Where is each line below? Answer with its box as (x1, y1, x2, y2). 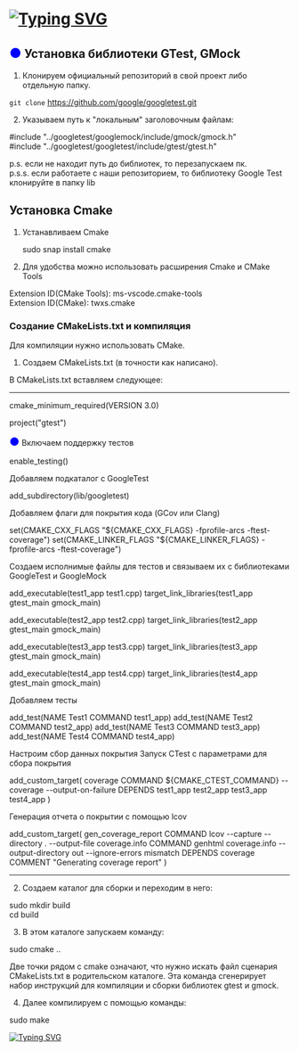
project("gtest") (9, 417, 67, 428)
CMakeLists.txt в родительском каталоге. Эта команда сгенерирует (9, 971, 267, 981)
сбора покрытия (9, 758, 72, 768)
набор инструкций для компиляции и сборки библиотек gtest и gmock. (9, 981, 279, 991)
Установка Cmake (9, 203, 113, 218)
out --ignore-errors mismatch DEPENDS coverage (71, 848, 255, 858)
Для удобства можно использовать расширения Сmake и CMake (21, 261, 271, 272)
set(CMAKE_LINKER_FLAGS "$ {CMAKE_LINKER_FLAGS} (52, 535, 260, 546)
